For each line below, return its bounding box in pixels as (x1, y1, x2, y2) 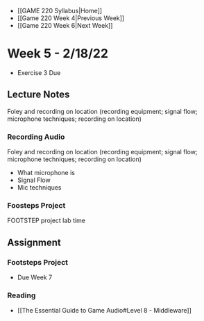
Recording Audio (7, 132, 65, 142)
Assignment (7, 236, 61, 248)
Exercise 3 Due (17, 68, 61, 76)
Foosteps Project (7, 200, 66, 210)
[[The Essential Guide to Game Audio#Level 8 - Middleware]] (17, 306, 192, 315)
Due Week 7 (17, 273, 53, 281)
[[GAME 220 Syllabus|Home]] (17, 7, 103, 15)
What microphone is (17, 169, 75, 177)
